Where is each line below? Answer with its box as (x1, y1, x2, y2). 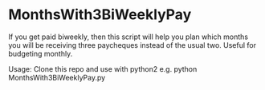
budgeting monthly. (8, 49, 73, 58)
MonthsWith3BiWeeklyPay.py (8, 72, 106, 82)
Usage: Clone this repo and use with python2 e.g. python (8, 64, 198, 73)
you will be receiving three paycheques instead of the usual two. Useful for (8, 40, 257, 49)
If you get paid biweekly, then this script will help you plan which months (8, 32, 249, 41)
